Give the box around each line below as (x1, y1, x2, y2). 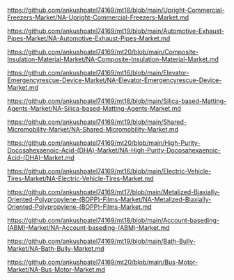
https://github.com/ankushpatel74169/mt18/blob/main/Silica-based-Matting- (7, 97, 227, 105)
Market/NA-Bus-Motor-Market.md (7, 265, 106, 274)
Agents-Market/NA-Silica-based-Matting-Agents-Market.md (7, 104, 181, 112)
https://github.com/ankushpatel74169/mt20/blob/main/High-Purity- (7, 139, 201, 147)
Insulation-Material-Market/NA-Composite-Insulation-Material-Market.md (7, 55, 219, 63)
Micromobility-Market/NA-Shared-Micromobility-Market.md (7, 125, 179, 133)
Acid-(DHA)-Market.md (7, 153, 75, 162)
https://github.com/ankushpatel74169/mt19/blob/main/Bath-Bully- (7, 237, 196, 245)
